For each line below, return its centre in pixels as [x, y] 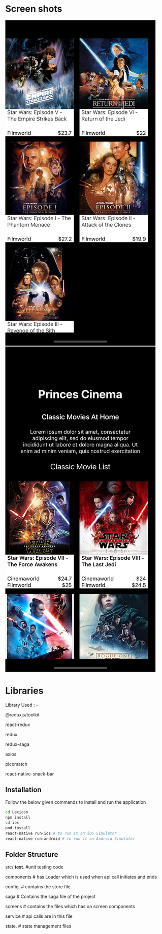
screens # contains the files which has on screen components [70, 906]
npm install [18, 817]
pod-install [18, 828]
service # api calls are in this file [39, 916]
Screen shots [34, 9]
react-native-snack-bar [30, 774]
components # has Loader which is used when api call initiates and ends [81, 877]
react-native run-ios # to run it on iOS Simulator [61, 834]
